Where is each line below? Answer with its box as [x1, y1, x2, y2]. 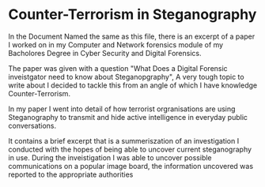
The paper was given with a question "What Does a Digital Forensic [8, 63, 228, 73]
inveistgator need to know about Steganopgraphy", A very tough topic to [8, 72, 244, 81]
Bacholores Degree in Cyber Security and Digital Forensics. [8, 48, 202, 58]
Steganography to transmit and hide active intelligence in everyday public [8, 112, 248, 122]
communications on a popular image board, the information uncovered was [8, 161, 254, 170]
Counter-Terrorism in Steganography [8, 6, 257, 24]
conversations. [8, 121, 57, 130]
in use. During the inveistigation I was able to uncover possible [8, 152, 212, 163]
